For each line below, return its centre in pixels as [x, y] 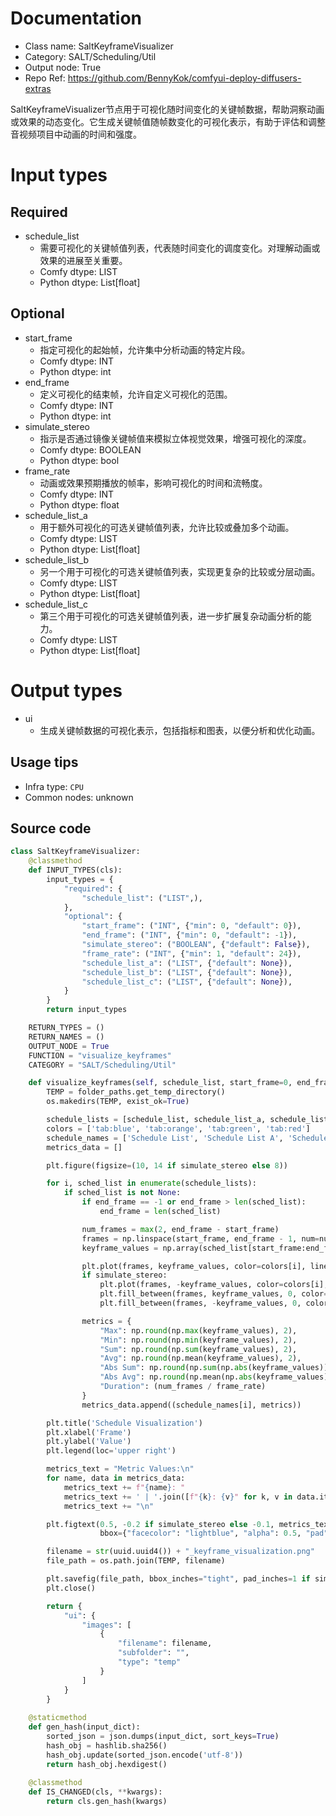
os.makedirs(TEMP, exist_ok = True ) [118, 1102]
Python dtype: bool [79, 460]
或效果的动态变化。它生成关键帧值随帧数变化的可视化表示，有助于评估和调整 [168, 121]
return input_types [87, 1010]
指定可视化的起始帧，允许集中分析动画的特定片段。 [145, 349]
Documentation [76, 18]
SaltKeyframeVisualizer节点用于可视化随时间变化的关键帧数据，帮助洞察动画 [167, 109]
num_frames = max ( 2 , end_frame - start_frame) [180, 1229]
